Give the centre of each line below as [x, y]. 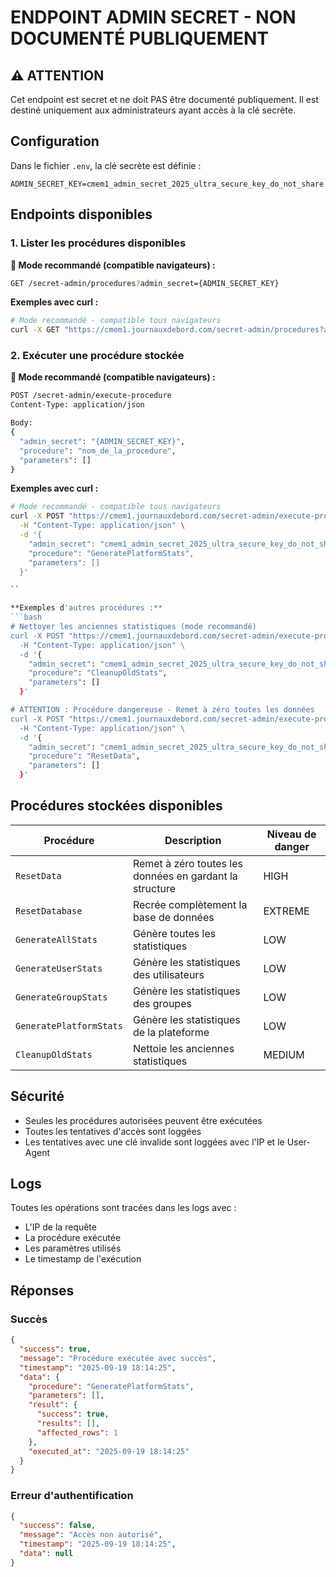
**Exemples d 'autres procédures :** [86, 608]
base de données [173, 917]
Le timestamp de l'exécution [83, 1259]
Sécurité [37, 1096]
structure [154, 888]
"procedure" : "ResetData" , [84, 756]
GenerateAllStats [56, 939]
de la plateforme [171, 1032]
